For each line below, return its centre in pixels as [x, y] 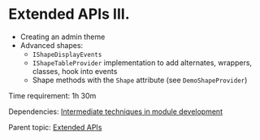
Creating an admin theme [63, 37]
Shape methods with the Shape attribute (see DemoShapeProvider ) [140, 80]
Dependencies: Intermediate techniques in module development [116, 112]
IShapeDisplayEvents [67, 55]
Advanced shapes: [52, 45]
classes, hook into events [75, 71]
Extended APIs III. [69, 14]
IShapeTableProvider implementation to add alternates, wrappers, [142, 63]
